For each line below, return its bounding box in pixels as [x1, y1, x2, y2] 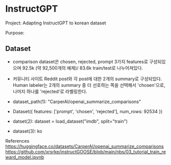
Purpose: [5, 29, 25, 36]
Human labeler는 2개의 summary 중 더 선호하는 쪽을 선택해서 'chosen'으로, [12, 82, 165, 88]
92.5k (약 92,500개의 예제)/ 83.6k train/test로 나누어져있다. [22, 64, 143, 71]
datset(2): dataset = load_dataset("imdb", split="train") [12, 118, 128, 124]
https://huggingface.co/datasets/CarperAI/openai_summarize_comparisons [5, 143, 164, 149]
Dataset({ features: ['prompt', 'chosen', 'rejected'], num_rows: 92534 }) [12, 108, 163, 114]
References [5, 138, 30, 144]
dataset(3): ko [12, 128, 42, 134]
